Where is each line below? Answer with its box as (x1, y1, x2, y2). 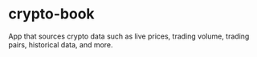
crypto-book (8, 5, 95, 23)
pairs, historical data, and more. (8, 39, 114, 49)
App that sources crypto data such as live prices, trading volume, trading (8, 31, 250, 41)
